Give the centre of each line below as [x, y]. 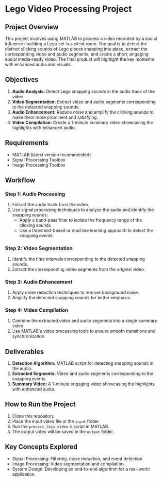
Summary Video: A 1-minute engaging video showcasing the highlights [83, 384]
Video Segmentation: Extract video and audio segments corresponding [84, 102]
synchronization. [29, 336]
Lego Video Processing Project [68, 9]
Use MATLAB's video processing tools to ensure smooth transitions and [84, 331]
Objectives [22, 80]
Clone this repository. [33, 416]
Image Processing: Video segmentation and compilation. [68, 464]
